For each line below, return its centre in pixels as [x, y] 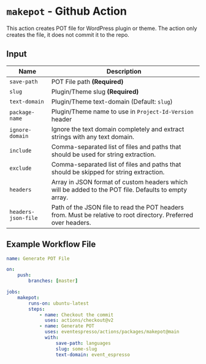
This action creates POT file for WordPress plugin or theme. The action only [102, 28]
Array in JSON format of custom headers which [120, 182]
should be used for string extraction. [104, 154]
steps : [37, 309]
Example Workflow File [51, 244]
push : [25, 275]
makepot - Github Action [67, 11]
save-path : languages [83, 343]
